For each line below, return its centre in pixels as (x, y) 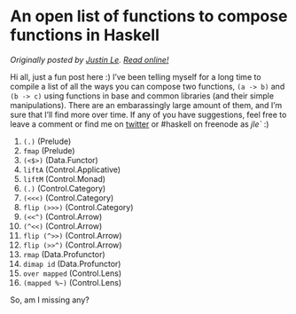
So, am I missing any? (50, 300)
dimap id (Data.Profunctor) (72, 263)
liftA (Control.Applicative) (72, 169)
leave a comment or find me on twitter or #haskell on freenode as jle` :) (140, 124)
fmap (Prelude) (49, 150)
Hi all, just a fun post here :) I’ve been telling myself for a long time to (136, 76)
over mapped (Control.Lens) (72, 273)
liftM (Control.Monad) (64, 178)
